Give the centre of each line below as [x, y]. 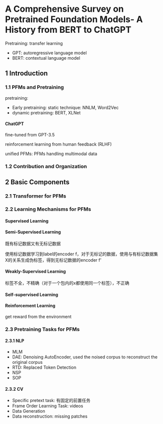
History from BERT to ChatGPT [68, 30]
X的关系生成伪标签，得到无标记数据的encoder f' [53, 260]
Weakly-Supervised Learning [35, 271]
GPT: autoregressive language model [49, 53]
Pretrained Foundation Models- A [74, 19]
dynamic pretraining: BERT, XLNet [46, 112]
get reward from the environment [38, 316]
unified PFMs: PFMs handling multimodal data [51, 154]
